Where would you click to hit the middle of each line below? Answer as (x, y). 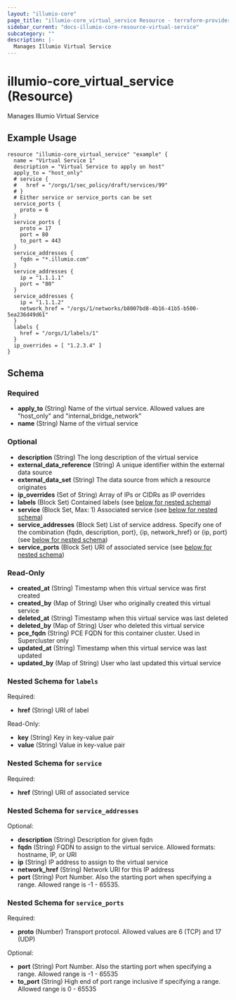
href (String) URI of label (53, 710)
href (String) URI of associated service (73, 792)
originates (32, 487)
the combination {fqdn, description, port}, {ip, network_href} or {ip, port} (123, 532)
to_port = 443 (40, 240)
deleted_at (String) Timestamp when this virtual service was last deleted (123, 618)
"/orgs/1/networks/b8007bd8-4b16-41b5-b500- (133, 308)
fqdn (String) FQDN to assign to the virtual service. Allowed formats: (116, 847)
